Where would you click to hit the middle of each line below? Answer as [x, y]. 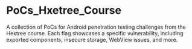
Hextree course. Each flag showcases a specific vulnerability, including [95, 33]
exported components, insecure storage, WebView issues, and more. [92, 39]
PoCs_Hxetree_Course [64, 10]
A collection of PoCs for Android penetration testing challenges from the [96, 27]
